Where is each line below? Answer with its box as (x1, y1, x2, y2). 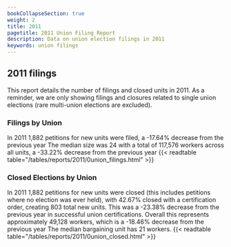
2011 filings (7, 68, 57, 79)
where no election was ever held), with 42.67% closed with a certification (7, 196, 217, 204)
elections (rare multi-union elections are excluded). (7, 101, 153, 109)
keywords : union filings (7, 42, 79, 49)
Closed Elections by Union (7, 173, 97, 183)
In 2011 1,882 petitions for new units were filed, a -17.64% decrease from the (7, 134, 224, 142)
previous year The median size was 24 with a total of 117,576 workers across (7, 141, 224, 149)
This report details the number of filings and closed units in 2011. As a (7, 86, 205, 94)
